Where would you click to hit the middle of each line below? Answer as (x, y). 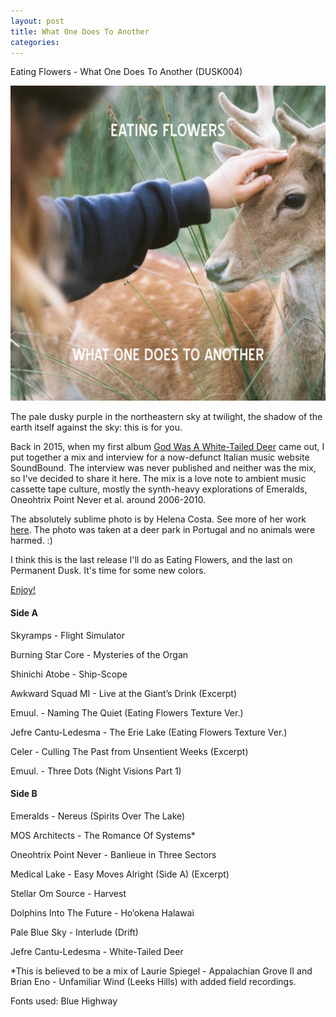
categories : (35, 42)
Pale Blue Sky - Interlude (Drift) (74, 932)
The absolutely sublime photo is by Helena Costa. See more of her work (158, 519)
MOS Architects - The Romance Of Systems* (103, 835)
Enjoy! (23, 590)
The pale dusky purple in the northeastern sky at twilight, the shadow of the (166, 417)
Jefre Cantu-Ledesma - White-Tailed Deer (97, 951)
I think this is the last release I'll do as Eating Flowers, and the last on (151, 560)
